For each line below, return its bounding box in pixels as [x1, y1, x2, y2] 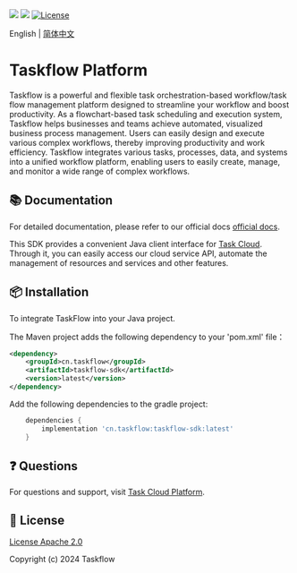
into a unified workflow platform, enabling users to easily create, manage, [9, 156, 280, 167]
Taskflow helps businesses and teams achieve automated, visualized [9, 118, 264, 129]
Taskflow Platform [9, 60, 148, 81]
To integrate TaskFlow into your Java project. [9, 312, 176, 323]
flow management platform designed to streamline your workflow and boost [9, 98, 289, 110]
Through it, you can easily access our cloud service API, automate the [9, 248, 267, 259]
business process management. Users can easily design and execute [9, 127, 266, 138]
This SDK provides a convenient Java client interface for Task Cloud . [9, 238, 262, 249]
